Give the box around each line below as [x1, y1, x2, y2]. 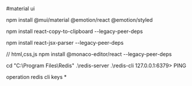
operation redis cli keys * [6, 74, 67, 80]
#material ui [6, 5, 35, 12]
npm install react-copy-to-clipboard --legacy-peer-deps [6, 28, 143, 35]
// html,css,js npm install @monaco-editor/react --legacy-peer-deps [6, 51, 173, 58]
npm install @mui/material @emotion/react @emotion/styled [6, 16, 153, 23]
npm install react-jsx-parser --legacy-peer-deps [6, 39, 124, 46]
